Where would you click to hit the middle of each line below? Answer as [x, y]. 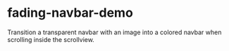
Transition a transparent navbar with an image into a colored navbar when [114, 32]
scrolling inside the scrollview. [51, 39]
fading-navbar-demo [70, 13]
